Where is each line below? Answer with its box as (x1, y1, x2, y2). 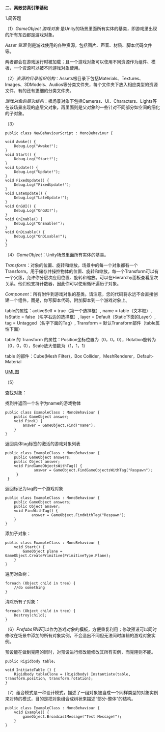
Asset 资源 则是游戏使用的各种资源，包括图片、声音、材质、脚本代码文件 (5, 42, 152, 48)
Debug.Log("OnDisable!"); (14, 234, 67, 239)
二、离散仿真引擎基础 (5, 5, 48, 10)
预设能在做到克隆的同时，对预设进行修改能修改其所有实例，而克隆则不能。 (5, 649, 156, 655)
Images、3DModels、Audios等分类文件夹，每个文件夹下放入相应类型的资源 (5, 82, 158, 88)
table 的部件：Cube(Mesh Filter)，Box (5, 353, 82, 359)
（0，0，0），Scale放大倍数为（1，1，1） (5, 343, 88, 349)
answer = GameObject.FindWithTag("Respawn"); (31, 513, 126, 518)
